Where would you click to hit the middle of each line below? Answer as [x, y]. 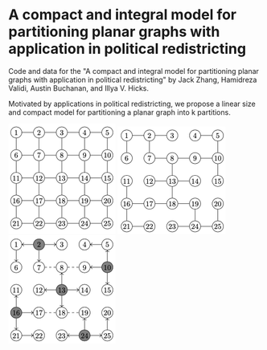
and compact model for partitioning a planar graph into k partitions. [119, 112]
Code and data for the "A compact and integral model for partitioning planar [134, 71]
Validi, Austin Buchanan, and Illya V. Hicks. [79, 88]
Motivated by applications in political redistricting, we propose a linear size [132, 104]
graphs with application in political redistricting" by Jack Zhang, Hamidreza [133, 79]
